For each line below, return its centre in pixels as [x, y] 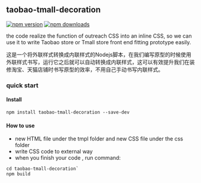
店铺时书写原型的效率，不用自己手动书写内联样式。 [100, 69]
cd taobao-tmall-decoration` [42, 169]
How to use [20, 126]
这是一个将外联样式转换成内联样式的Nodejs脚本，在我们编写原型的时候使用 [99, 54]
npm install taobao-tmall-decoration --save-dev [68, 112]
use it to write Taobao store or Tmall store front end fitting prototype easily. [99, 42]
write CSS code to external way [54, 151]
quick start [22, 85]
